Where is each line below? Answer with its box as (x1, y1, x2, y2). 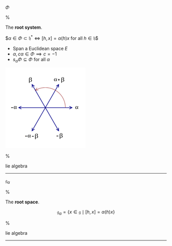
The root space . (5, 199, 39, 205)
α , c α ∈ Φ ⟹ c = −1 (12, 51, 57, 57)
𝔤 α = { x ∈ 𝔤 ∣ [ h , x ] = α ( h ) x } (57, 209, 115, 216)
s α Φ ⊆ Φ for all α (12, 56, 50, 64)
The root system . (5, 24, 42, 30)
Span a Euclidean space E (12, 45, 68, 51)
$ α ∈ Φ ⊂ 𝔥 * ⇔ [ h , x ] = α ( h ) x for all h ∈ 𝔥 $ (5, 34, 99, 41)
